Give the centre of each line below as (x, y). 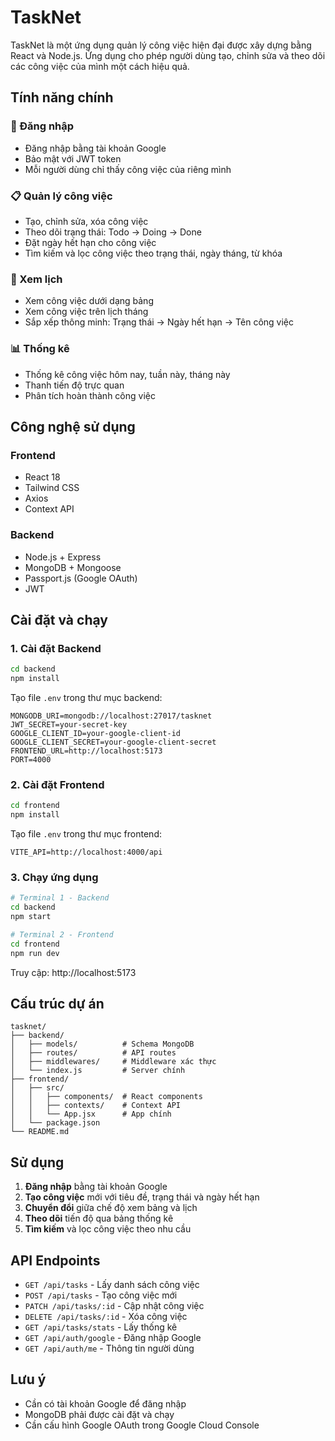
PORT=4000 (31, 759)
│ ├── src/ (37, 1088)
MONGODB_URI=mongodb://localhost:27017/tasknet (111, 716)
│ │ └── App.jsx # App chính (91, 1114)
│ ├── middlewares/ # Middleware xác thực (113, 1062)
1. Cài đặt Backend (56, 648)
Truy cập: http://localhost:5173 (73, 972)
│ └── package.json (55, 1123)
